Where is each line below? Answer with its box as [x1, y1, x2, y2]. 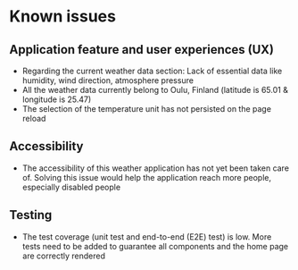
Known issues [9, 6, 116, 27]
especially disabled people [21, 181, 121, 192]
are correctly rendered [21, 250, 105, 261]
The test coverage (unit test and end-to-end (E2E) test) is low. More [21, 231, 272, 242]
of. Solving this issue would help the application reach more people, [21, 172, 272, 182]
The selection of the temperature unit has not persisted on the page [21, 104, 272, 114]
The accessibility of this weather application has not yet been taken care [21, 163, 290, 173]
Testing [9, 207, 53, 223]
